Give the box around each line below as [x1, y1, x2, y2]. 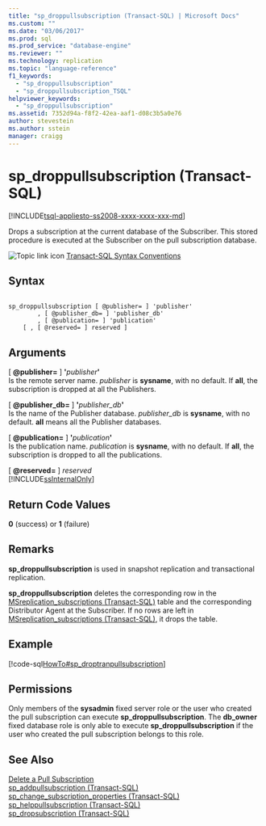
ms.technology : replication [8, 57, 103, 65]
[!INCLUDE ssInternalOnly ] [8, 474, 95, 484]
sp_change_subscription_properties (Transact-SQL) [8, 791, 180, 801]
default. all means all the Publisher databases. [8, 417, 162, 427]
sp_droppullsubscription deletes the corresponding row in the [8, 588, 217, 598]
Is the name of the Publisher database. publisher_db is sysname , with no [8, 409, 251, 419]
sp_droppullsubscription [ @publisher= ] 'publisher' [8, 302, 193, 311]
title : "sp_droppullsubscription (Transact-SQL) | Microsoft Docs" [8, 11, 240, 20]
